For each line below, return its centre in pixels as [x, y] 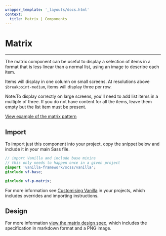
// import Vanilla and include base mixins [51, 158]
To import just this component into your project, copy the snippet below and [82, 144]
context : [14, 14]
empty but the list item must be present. [46, 107]
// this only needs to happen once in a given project [63, 163]
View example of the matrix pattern [41, 117]
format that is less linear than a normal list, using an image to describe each [82, 67]
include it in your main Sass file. [38, 149]
